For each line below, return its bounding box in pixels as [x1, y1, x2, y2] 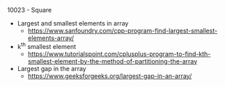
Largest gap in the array [17, 64, 86, 72]
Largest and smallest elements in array [17, 19, 129, 27]
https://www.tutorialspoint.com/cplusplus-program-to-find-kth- [27, 50, 211, 58]
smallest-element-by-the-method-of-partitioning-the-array [27, 57, 198, 65]
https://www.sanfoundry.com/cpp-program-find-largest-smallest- [27, 27, 218, 35]
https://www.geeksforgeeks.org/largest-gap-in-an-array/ [27, 72, 192, 80]
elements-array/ [27, 34, 75, 42]
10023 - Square [7, 6, 52, 14]
